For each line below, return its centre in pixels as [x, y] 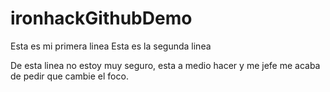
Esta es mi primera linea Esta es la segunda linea [111, 46]
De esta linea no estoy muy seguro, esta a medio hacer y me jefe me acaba [165, 65]
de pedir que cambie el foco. [69, 76]
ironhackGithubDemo [101, 18]
